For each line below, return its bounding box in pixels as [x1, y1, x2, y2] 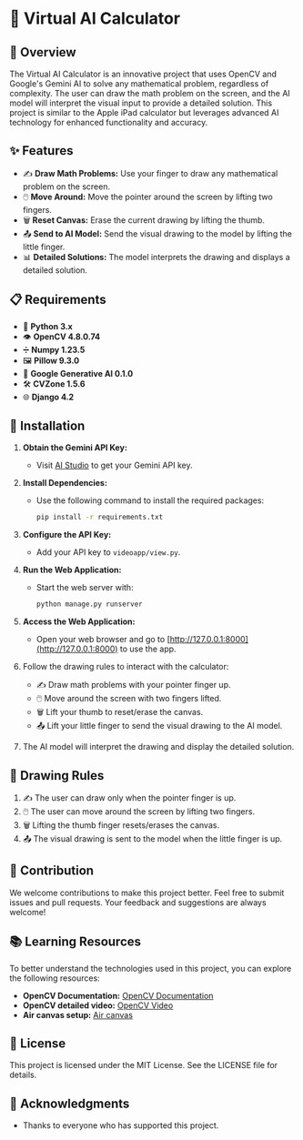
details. [9, 1069, 37, 1081]
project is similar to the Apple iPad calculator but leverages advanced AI [9, 107, 279, 117]
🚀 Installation [9, 419, 86, 434]
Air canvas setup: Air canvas [22, 1009, 134, 1020]
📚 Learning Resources [9, 934, 142, 950]
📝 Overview [9, 45, 76, 60]
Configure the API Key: [22, 530, 112, 540]
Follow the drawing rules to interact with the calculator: [22, 661, 229, 672]
